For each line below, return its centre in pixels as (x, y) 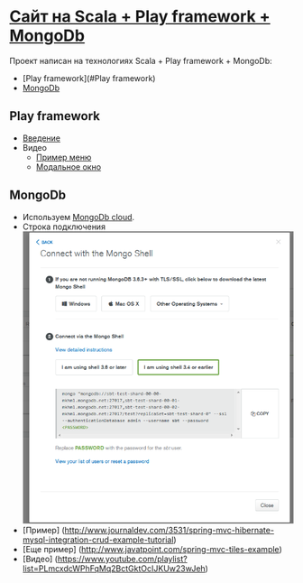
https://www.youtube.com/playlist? (122, 559)
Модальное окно (69, 167)
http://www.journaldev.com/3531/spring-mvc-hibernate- (170, 531)
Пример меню (64, 157)
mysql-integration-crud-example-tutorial (98, 540)
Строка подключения (64, 227)
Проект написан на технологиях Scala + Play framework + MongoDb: (141, 60)
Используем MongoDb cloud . (78, 217)
